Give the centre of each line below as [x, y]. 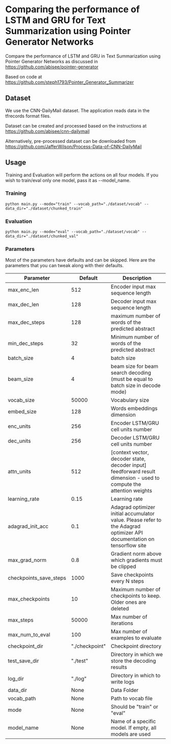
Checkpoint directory [136, 646]
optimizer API [127, 533]
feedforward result [133, 472]
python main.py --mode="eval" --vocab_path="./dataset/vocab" [73, 232]
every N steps [127, 581]
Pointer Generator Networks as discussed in [52, 61]
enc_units [19, 426]
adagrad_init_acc [28, 526]
